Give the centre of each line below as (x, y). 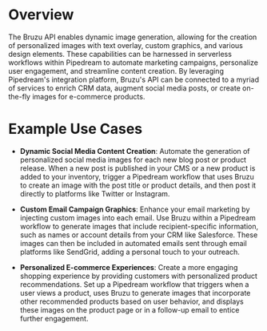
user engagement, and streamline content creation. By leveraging (116, 71)
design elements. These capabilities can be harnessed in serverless (120, 54)
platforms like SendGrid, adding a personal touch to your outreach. (130, 252)
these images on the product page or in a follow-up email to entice (130, 309)
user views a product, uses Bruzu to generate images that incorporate (135, 293)
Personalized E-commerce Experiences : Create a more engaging (129, 267)
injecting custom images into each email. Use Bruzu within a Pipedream (137, 217)
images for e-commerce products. (88, 96)
